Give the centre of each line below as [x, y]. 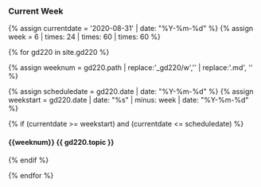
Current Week [36, 11]
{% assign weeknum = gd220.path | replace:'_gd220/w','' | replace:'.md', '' [130, 68]
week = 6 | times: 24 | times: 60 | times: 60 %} [84, 37]
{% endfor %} [31, 175]
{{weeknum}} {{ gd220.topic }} [61, 142]
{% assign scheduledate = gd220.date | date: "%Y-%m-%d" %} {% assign [131, 92]
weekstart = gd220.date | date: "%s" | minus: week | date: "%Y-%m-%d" [129, 100]
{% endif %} [29, 160]
